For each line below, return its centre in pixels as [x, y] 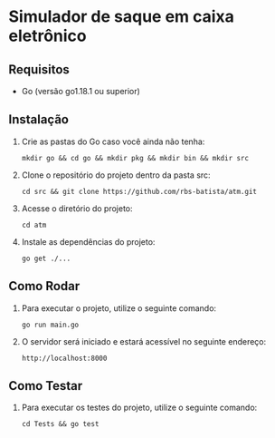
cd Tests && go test [60, 424]
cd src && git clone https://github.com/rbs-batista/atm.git [139, 191]
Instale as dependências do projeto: [88, 241]
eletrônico [47, 36]
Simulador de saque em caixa [121, 17]
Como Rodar [44, 286]
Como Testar [46, 386]
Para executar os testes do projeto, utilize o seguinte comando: [139, 408]
